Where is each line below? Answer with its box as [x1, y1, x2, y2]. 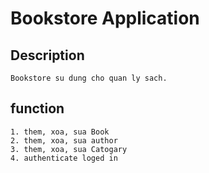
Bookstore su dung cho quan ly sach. [10, 73, 168, 83]
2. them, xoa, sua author [10, 135, 118, 146]
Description [10, 47, 85, 64]
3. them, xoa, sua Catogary [10, 144, 128, 154]
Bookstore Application [10, 7, 200, 30]
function [10, 100, 65, 117]
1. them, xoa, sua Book [10, 127, 110, 137]
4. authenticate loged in [10, 153, 118, 163]
